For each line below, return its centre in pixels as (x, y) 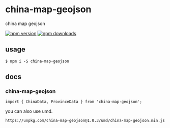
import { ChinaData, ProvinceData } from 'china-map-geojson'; (74, 102)
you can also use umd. (29, 111)
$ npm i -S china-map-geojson (37, 61)
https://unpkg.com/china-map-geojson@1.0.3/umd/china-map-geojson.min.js (85, 121)
